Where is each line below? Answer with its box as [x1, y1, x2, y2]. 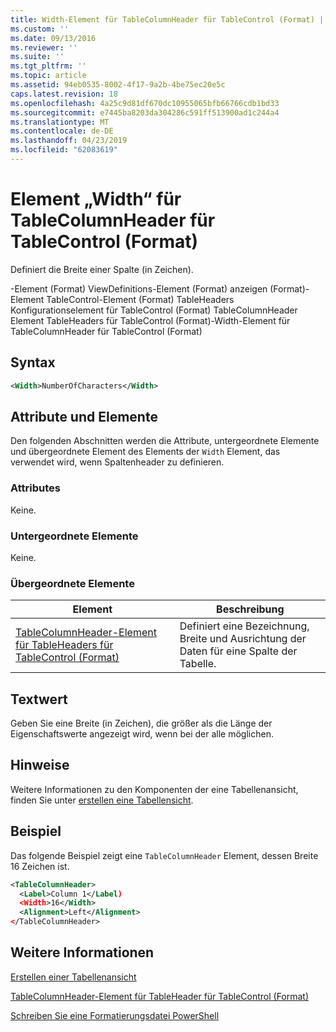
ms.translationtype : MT [10, 117, 110, 127]
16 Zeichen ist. [10, 860, 70, 872]
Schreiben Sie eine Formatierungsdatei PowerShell [10, 1009, 220, 1021]
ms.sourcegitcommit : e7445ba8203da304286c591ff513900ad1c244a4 [10, 107, 280, 118]
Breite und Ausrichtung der [179, 632, 307, 646]
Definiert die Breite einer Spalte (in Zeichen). [10, 263, 194, 275]
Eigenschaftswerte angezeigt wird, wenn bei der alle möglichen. [10, 728, 274, 740]
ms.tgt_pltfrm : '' [10, 61, 87, 71]
